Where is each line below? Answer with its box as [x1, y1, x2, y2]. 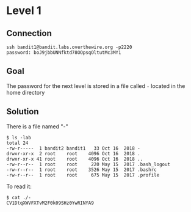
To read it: [6, 183, 32, 190]
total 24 [6, 140, 29, 146]
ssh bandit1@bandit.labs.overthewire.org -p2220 [6, 44, 132, 50]
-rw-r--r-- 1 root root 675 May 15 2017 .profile [6, 172, 160, 178]
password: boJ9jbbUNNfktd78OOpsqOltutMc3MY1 [6, 49, 121, 56]
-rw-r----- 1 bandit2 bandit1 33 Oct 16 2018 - [6, 145, 140, 152]
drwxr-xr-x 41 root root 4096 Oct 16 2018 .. [6, 156, 143, 162]
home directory [6, 89, 45, 96]
